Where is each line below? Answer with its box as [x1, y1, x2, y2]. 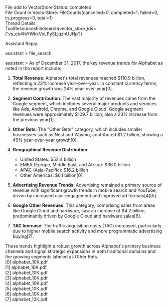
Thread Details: [5, 20, 37, 26]
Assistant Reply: [5, 41, 39, 47]
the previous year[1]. [12, 117, 55, 122]
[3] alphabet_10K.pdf [5, 275, 48, 281]
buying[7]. [12, 233, 34, 239]
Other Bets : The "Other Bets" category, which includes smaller [12, 126, 143, 132]
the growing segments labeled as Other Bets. [5, 254, 99, 259]
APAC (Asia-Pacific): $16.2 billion [20, 167, 89, 173]
